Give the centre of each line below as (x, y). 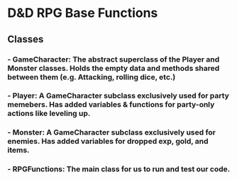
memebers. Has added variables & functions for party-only (111, 105)
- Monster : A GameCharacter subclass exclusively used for (112, 132)
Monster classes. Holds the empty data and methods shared (114, 68)
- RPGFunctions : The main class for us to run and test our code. (119, 169)
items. (18, 150)
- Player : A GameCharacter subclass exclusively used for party (118, 96)
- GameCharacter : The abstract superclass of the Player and (114, 59)
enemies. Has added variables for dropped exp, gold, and (108, 142)
